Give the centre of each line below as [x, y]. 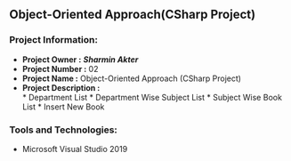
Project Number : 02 [60, 68]
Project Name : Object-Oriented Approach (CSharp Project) [132, 78]
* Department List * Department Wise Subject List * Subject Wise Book [152, 97]
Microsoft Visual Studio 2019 [75, 149]
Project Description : [61, 87]
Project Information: [53, 40]
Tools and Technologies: [64, 130]
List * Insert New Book [63, 107]
